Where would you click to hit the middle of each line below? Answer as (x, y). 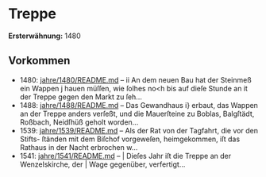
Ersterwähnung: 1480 (44, 36)
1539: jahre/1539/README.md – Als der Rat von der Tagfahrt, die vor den (139, 130)
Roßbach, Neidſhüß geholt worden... (79, 122)
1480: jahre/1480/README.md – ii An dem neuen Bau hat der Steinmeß (135, 79)
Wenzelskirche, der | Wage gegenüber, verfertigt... (102, 164)
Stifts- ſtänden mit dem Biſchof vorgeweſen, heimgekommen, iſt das (130, 139)
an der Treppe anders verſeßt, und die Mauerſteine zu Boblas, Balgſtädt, (137, 114)
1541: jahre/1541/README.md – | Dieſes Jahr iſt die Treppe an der (125, 156)
